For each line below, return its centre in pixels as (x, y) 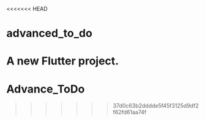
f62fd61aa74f (130, 112)
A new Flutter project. (63, 61)
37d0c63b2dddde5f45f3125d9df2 (156, 106)
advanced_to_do (50, 33)
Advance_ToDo (46, 89)
